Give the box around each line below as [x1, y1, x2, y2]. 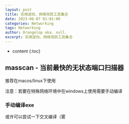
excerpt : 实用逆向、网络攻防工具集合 [5, 35, 73, 40]
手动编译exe [5, 101, 34, 108]
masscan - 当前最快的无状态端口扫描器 [5, 63, 124, 72]
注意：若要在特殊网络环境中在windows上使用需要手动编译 [5, 88, 123, 94]
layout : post [5, 7, 32, 12]
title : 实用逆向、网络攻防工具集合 [5, 12, 68, 17]
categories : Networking [5, 21, 54, 26]
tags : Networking [5, 26, 41, 31]
